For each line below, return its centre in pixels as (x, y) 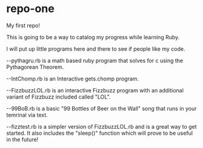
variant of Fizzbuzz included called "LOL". (58, 97)
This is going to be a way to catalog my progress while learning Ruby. (93, 37)
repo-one (30, 9)
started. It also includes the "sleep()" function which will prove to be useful (99, 133)
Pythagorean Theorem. (35, 67)
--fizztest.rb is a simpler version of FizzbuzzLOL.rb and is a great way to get (101, 126)
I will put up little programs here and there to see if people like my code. (96, 49)
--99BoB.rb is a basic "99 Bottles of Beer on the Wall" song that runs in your (101, 108)
